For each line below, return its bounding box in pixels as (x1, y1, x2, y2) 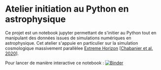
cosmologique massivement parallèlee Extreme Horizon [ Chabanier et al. (5, 45, 153, 51)
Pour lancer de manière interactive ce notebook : (5, 60, 104, 66)
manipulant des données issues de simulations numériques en (5, 35, 131, 41)
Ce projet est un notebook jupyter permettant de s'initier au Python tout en (5, 30, 157, 35)
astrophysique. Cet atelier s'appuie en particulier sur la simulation (5, 40, 138, 46)
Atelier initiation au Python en (5, 3, 129, 15)
